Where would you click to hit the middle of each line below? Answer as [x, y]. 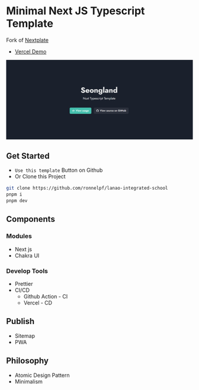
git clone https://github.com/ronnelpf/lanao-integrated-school [87, 188]
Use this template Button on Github [59, 170]
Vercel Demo [31, 51]
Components [31, 219]
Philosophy [28, 361]
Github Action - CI [46, 296]
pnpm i [14, 194]
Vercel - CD [38, 303]
